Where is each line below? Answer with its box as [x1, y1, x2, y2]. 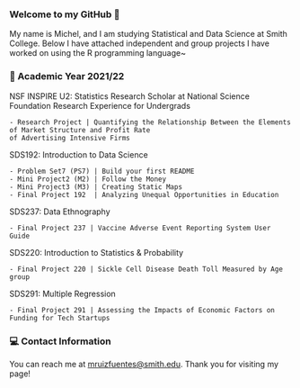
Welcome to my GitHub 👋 [9, 8, 120, 21]
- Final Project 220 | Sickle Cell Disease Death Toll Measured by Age [9, 265, 283, 274]
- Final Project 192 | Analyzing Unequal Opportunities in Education [9, 190, 279, 199]
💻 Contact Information [9, 335, 111, 347]
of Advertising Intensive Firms [9, 133, 130, 142]
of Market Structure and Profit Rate [9, 125, 151, 134]
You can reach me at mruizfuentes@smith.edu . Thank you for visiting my [9, 358, 279, 369]
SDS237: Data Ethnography [9, 206, 110, 217]
